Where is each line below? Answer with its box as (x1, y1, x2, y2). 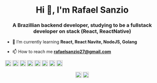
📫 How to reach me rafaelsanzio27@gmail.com (12, 49, 112, 55)
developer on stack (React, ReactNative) (33, 28, 131, 35)
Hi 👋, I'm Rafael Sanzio (36, 4, 129, 16)
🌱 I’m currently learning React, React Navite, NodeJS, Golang (12, 39, 137, 45)
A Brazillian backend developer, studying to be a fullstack (12, 22, 152, 29)
